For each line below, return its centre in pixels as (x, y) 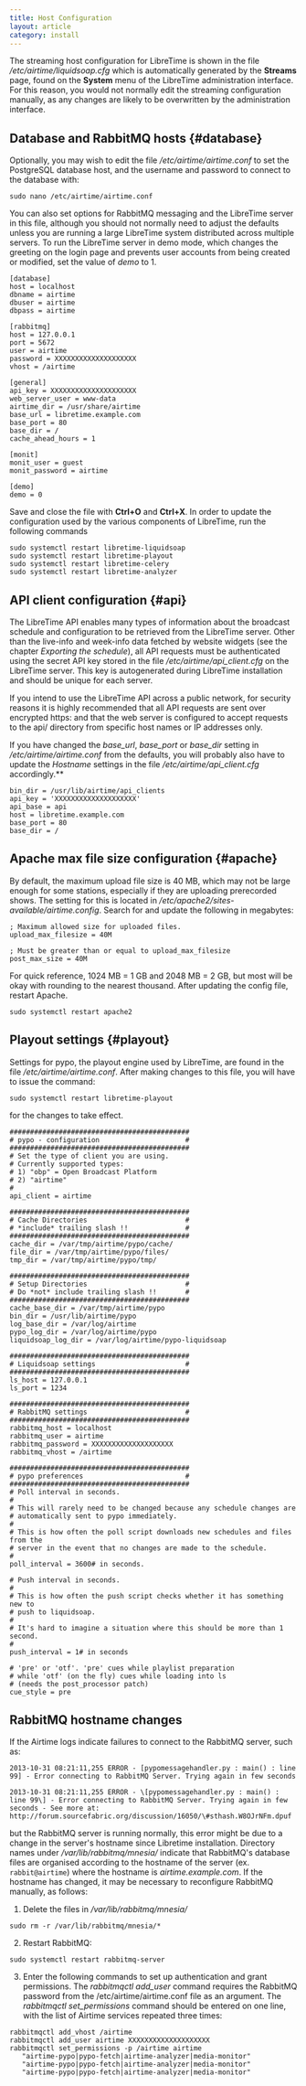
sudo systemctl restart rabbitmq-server (88, 1960)
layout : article (40, 27)
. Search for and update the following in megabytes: (196, 910)
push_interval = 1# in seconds (69, 1652)
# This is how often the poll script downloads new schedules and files (151, 1532)
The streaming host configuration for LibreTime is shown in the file (135, 61)
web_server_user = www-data (63, 399)
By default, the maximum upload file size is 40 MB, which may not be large (150, 881)
